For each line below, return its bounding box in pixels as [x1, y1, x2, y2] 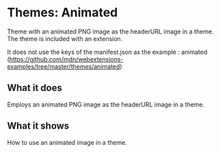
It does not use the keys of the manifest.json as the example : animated [7, 48, 208, 56]
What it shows [7, 120, 70, 132]
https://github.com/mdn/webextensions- [9, 55, 124, 63]
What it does [7, 82, 63, 94]
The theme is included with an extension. [7, 34, 123, 42]
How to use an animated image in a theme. [7, 138, 128, 146]
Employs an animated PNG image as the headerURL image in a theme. [7, 100, 205, 109]
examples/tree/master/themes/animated [7, 62, 120, 70]
